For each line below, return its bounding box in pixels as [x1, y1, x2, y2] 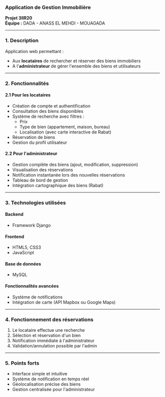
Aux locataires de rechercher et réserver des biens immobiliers [12, 58, 141, 64]
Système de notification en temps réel [12, 376, 89, 382]
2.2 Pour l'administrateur [5, 151, 57, 157]
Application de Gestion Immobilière [5, 4, 91, 11]
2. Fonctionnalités [5, 80, 49, 87]
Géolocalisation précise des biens [12, 381, 81, 387]
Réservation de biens [12, 134, 55, 140]
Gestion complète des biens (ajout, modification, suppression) [12, 161, 138, 167]
